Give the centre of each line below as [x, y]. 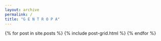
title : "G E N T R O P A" [32, 19]
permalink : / [19, 14]
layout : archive [22, 10]
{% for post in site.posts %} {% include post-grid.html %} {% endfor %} [80, 33]
